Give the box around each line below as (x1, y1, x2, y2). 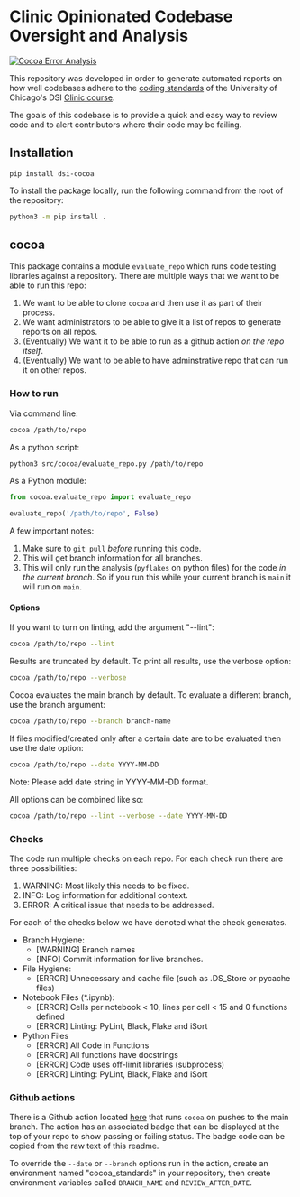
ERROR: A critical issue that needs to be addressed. (22, 900, 214, 911)
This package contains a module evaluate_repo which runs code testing (9, 261, 277, 272)
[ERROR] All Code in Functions (35, 1040, 150, 1051)
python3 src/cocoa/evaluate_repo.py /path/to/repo (9, 459, 204, 469)
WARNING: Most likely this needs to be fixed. (22, 880, 190, 891)
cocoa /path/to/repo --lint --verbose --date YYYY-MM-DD (9, 811, 228, 821)
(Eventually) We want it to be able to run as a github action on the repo (22, 336, 285, 347)
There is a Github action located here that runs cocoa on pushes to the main (9, 1112, 289, 1123)
